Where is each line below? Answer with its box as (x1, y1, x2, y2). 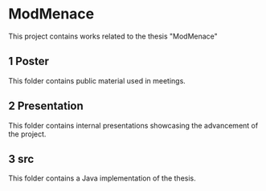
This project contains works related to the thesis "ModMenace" (8, 31, 219, 41)
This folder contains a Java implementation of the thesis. (8, 173, 196, 183)
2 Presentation (8, 100, 84, 113)
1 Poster (8, 55, 50, 68)
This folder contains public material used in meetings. (8, 75, 186, 85)
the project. (8, 129, 47, 139)
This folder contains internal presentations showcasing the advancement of (8, 120, 259, 130)
